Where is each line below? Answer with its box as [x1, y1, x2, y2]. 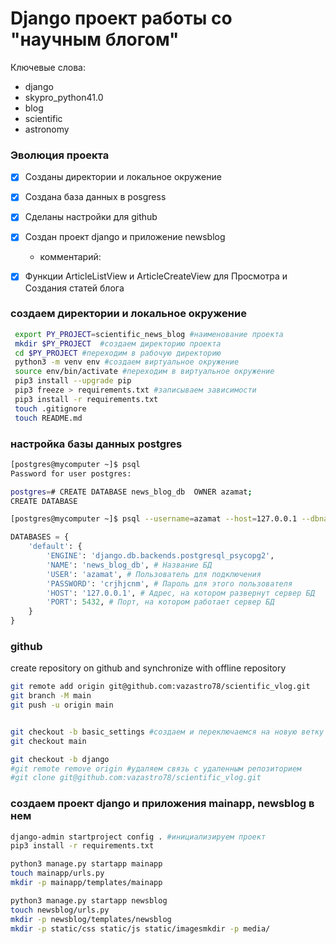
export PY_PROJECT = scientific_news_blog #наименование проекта [14, 329, 284, 339]
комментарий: [39, 251, 102, 263]
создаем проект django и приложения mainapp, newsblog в [10, 797, 315, 811]
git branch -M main [10, 691, 92, 701]
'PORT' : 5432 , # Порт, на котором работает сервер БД [46, 597, 275, 607]
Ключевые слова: [10, 61, 86, 73]
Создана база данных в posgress [24, 191, 167, 203]
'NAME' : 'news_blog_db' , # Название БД [46, 560, 213, 570]
